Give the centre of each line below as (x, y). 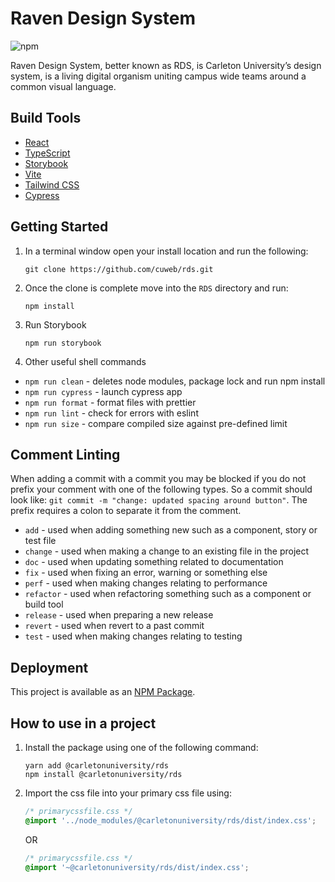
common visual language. (63, 86)
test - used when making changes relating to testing (133, 636)
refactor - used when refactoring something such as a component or (168, 594)
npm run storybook (63, 343)
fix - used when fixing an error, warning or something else (146, 573)
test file (40, 541)
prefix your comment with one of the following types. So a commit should (161, 489)
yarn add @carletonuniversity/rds (96, 766)
